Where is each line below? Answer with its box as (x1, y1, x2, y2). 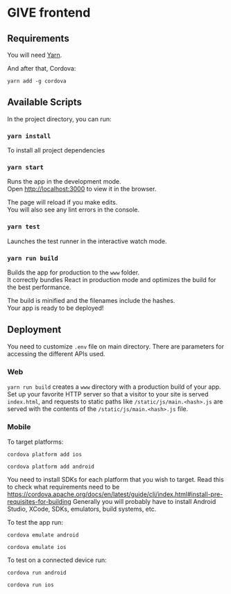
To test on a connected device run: (7, 556, 108, 564)
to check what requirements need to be (7, 483, 120, 491)
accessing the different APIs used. (7, 349, 105, 358)
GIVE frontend (7, 5, 91, 21)
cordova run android (7, 570, 67, 577)
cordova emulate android (7, 532, 79, 539)
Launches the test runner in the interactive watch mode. (7, 237, 168, 245)
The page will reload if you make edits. (7, 198, 118, 207)
